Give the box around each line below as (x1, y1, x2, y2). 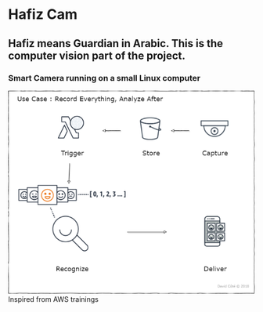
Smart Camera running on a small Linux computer (8, 72, 201, 83)
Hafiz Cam (8, 5, 78, 24)
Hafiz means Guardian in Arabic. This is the (8, 37, 223, 50)
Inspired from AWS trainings (8, 295, 99, 304)
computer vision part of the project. (8, 49, 186, 62)
